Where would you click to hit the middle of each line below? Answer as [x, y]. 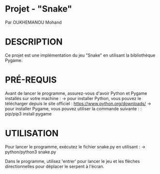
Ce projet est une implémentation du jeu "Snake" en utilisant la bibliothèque [80, 55]
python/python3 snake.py [31, 152]
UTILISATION [32, 133]
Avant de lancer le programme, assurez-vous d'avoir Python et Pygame [76, 93]
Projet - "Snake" [39, 9]
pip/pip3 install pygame [28, 114]
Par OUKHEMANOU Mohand [33, 22]
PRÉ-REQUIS [31, 80]
